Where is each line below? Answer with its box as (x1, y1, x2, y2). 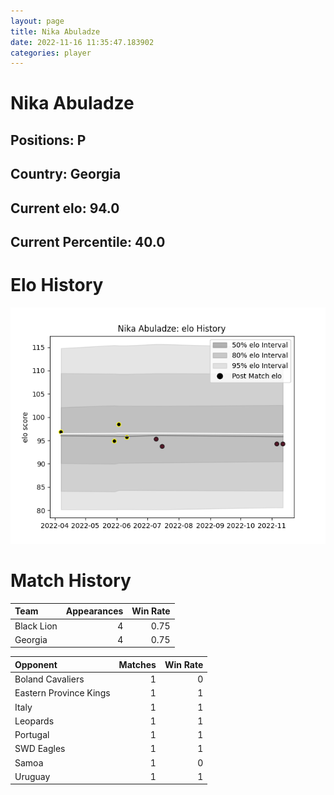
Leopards (14, 715, 55, 727)
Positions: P (10, 131, 87, 149)
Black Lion (14, 620, 58, 632)
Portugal (14, 729, 50, 741)
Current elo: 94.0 (10, 200, 120, 217)
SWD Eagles (14, 743, 66, 755)
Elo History (10, 274, 104, 297)
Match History (10, 570, 132, 592)
